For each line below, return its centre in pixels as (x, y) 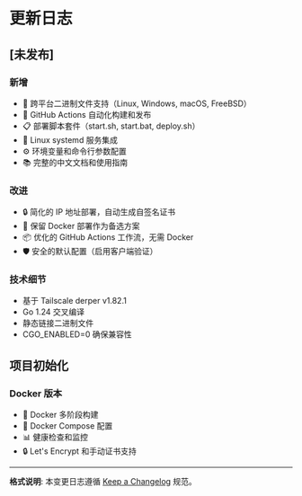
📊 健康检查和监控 (55, 438)
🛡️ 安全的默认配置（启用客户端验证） (90, 252)
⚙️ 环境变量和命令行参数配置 (75, 151)
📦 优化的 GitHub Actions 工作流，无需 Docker (108, 237)
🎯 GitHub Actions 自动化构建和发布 (87, 114)
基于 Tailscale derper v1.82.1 (75, 301)
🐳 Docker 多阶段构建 (60, 415)
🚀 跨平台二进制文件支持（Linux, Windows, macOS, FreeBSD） (137, 103)
